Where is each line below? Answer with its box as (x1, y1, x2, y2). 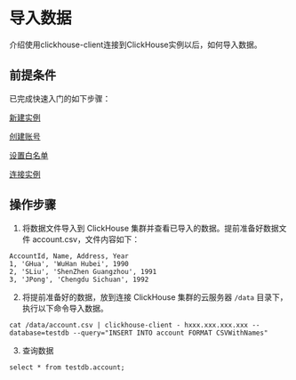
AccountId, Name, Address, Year (9, 251, 129, 261)
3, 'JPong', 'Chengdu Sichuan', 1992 (9, 275, 149, 284)
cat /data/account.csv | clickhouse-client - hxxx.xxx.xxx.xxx (9, 320, 249, 329)
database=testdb (9, 328, 69, 337)
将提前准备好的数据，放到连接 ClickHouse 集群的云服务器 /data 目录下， (21, 291, 288, 303)
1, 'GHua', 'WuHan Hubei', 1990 (9, 259, 129, 268)
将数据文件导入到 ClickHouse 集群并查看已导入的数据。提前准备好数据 (21, 222, 279, 233)
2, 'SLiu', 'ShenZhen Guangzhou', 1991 (9, 267, 157, 276)
